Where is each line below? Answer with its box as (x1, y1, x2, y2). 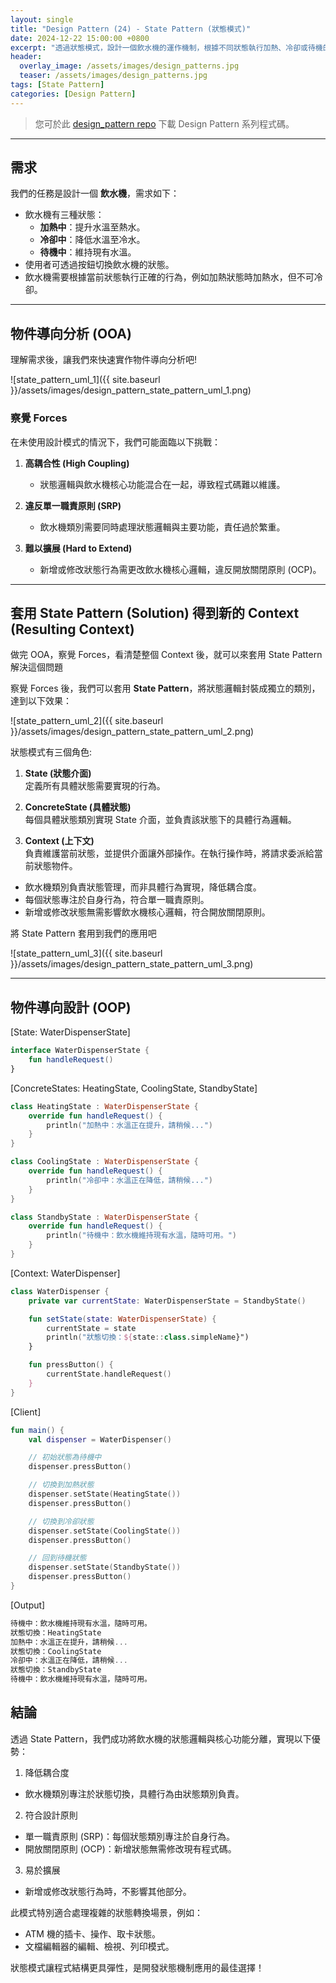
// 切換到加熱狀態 (28, 1480, 95, 1490)
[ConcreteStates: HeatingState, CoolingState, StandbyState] (10, 1082, 258, 1094)
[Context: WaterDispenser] (10, 1267, 121, 1279)
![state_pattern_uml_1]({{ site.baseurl (10, 374, 161, 386)
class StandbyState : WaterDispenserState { (10, 1212, 199, 1222)
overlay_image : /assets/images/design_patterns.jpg (19, 61, 240, 71)
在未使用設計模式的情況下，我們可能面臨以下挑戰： (10, 436, 221, 448)
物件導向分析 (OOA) (10, 325, 132, 342)
